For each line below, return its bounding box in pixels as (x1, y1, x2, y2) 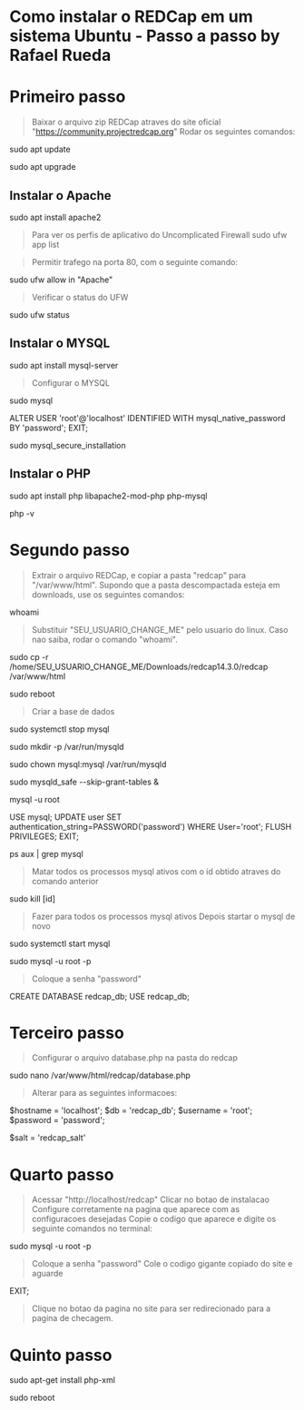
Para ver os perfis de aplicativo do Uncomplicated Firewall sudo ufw (31, 229, 288, 240)
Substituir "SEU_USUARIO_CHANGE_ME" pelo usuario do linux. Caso (31, 624, 289, 635)
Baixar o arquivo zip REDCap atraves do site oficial (31, 116, 221, 128)
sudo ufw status (9, 309, 70, 320)
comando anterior (31, 875, 99, 886)
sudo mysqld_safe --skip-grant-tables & (9, 776, 159, 787)
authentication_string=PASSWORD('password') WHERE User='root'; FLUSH (9, 821, 292, 832)
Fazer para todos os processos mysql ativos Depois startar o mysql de (31, 911, 296, 922)
